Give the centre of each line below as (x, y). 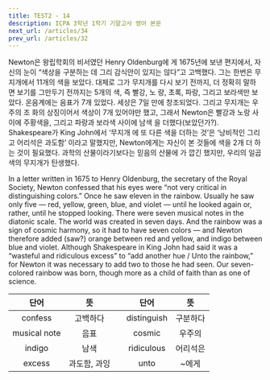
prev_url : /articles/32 (48, 38)
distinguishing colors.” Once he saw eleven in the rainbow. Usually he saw (131, 196)
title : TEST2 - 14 (39, 16)
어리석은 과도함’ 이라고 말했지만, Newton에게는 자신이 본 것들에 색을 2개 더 (135, 142)
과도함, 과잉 (89, 364)
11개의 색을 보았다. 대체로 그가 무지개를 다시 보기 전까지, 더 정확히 (139, 82)
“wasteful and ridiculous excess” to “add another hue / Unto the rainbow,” (131, 256)
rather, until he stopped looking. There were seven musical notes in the (126, 213)
